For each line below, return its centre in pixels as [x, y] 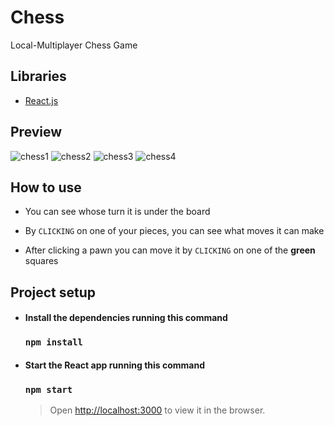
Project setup [53, 292]
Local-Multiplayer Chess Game [74, 45]
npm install [53, 342]
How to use [46, 187]
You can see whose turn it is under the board [117, 212]
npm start [48, 389]
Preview [36, 132]
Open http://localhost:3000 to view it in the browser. [157, 410]
